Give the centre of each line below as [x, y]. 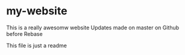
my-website [37, 11]
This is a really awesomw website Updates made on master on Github [93, 27]
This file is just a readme [37, 45]
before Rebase [25, 33]
